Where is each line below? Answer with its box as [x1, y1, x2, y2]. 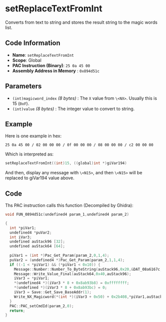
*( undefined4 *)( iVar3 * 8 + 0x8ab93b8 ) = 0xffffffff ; [14, 281, 129, 285]
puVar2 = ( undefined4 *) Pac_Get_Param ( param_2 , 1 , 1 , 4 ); [9, 257, 125, 262]
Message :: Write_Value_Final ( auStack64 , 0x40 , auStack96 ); [14, 271, 132, 277]
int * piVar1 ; [9, 225, 37, 230]
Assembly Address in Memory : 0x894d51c [12, 68, 100, 74]
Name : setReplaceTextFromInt [12, 52, 74, 58]
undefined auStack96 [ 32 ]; [9, 239, 65, 244]
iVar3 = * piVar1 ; [14, 276, 50, 281]
